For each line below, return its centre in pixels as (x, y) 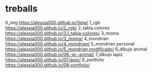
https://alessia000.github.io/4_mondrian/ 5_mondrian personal (70, 43)
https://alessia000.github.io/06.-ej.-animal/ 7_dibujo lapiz (64, 54)
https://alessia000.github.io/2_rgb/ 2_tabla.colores (57, 27)
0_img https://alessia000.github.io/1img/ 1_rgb (53, 22)
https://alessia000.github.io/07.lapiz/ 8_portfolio (55, 59)
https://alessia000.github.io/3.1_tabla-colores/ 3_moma (62, 33)
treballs (21, 9)
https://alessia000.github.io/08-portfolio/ (48, 65)
